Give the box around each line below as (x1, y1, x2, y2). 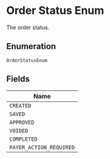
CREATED (9, 102, 32, 109)
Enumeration (6, 41, 57, 52)
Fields (6, 74, 30, 84)
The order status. (6, 24, 50, 31)
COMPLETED (9, 135, 38, 143)
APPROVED (9, 119, 35, 126)
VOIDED (9, 127, 29, 134)
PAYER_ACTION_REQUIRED (9, 144, 75, 151)
